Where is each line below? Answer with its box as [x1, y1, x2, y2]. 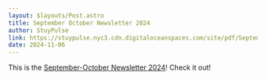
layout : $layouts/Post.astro [8, 11, 104, 20]
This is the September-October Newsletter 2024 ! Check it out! [8, 63, 211, 72]
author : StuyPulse [8, 26, 69, 34]
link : [8, 33, 26, 42]
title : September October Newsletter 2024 [8, 19, 150, 27]
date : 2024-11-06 [8, 41, 66, 49]
